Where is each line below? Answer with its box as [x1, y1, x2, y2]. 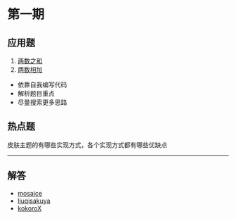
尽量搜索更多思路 [17, 98, 67, 106]
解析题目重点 [17, 89, 55, 97]
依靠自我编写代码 [17, 80, 67, 89]
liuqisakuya [17, 196, 51, 205]
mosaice [17, 189, 43, 197]
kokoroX [17, 204, 42, 212]
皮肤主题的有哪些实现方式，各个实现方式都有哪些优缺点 [7, 140, 167, 149]
